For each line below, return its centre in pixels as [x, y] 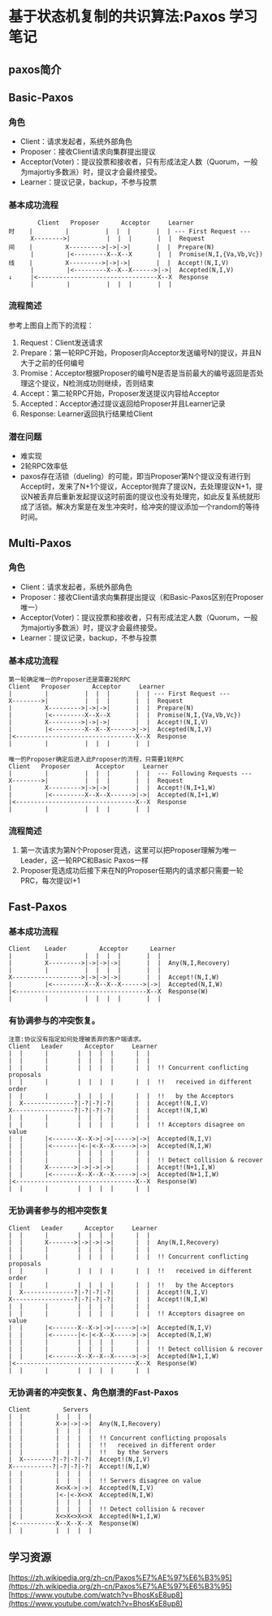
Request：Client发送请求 [61, 342]
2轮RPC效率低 [44, 466]
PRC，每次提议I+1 [50, 881]
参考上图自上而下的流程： [51, 325]
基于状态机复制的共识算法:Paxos [117, 17]
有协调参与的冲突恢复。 [54, 1021]
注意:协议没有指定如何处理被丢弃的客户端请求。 [77, 1040]
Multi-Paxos [40, 543]
